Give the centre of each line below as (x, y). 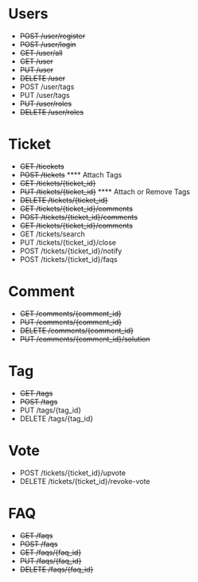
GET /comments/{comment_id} (70, 313)
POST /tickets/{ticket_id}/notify (71, 251)
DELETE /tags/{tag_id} (56, 418)
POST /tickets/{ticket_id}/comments (78, 217)
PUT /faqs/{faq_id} (50, 561)
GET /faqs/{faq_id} (50, 552)
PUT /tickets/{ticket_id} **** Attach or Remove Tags (105, 191)
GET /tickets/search (52, 234)
